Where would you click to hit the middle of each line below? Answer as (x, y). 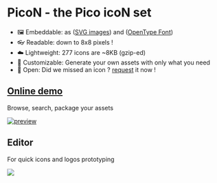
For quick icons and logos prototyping (61, 159)
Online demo (35, 91)
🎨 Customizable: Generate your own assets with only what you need (114, 62)
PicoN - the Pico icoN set (79, 13)
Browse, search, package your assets (60, 108)
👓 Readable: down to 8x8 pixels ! (65, 42)
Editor (20, 143)
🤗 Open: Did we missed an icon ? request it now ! (87, 69)
